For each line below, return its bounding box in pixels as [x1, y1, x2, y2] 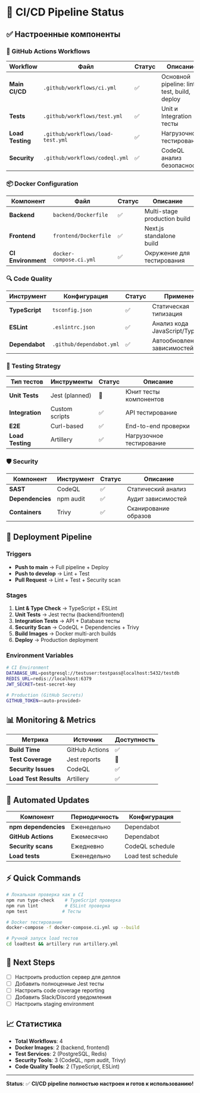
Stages [6, 591, 27, 599]
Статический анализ [127, 485, 186, 493]
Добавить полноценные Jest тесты [14, 980, 104, 987]
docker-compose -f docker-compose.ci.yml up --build [6, 925, 140, 931]
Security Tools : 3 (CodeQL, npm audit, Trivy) [14, 1056, 126, 1064]
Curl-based [50, 422, 84, 430]
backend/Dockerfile [52, 212, 108, 218]
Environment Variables [6, 651, 74, 659]
